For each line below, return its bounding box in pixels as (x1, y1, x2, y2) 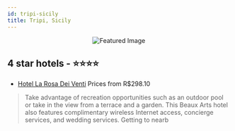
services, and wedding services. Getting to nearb (24, 116, 168, 124)
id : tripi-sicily (7, 10, 59, 18)
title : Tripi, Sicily (7, 17, 71, 24)
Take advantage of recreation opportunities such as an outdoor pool (24, 93, 224, 102)
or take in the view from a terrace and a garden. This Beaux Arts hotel (24, 101, 229, 109)
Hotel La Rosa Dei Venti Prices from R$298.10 (17, 80, 151, 88)
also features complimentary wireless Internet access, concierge (24, 108, 214, 117)
